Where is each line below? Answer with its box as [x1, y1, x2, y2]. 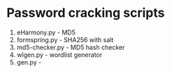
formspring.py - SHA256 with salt [16, 35, 114, 44]
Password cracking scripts [6, 5, 165, 21]
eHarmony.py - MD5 [16, 28, 76, 36]
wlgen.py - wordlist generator [16, 51, 103, 59]
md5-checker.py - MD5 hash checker [16, 43, 125, 51]
